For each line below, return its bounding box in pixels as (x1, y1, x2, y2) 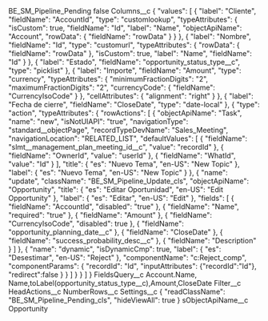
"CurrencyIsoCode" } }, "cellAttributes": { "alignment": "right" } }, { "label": (8, 91, 254, 101)
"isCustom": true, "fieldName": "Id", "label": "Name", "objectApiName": (8, 23, 242, 33)
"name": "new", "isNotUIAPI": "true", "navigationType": (8, 117, 189, 126)
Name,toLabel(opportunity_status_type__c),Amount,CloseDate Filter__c (8, 279, 242, 287)
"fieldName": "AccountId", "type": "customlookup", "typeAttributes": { (8, 14, 238, 24)
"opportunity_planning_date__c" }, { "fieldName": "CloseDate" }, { (8, 227, 223, 237)
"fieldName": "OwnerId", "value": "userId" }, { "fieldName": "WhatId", (8, 150, 236, 160)
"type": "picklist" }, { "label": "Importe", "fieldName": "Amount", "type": (8, 66, 242, 75)
